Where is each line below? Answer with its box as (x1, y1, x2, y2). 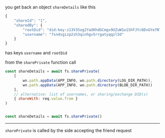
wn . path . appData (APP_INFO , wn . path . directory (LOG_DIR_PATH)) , (23, 78, 153, 83)
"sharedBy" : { (14, 23, 43, 28)
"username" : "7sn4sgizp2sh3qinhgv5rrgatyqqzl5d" (23, 32, 124, 37)
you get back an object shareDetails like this (5, 4, 96, 10)
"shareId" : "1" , (14, 18, 48, 23)
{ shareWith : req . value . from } (14, 96, 78, 101)
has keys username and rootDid (5, 50, 67, 56)
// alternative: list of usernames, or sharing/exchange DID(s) (14, 92, 148, 97)
